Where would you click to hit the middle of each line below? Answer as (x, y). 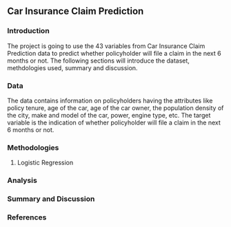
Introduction (28, 31)
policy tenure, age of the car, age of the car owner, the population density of (115, 108)
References (27, 217)
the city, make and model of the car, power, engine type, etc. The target (109, 115)
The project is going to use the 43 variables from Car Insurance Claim (106, 46)
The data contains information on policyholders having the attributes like (110, 100)
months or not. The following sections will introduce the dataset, (98, 61)
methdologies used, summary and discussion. (72, 67)
